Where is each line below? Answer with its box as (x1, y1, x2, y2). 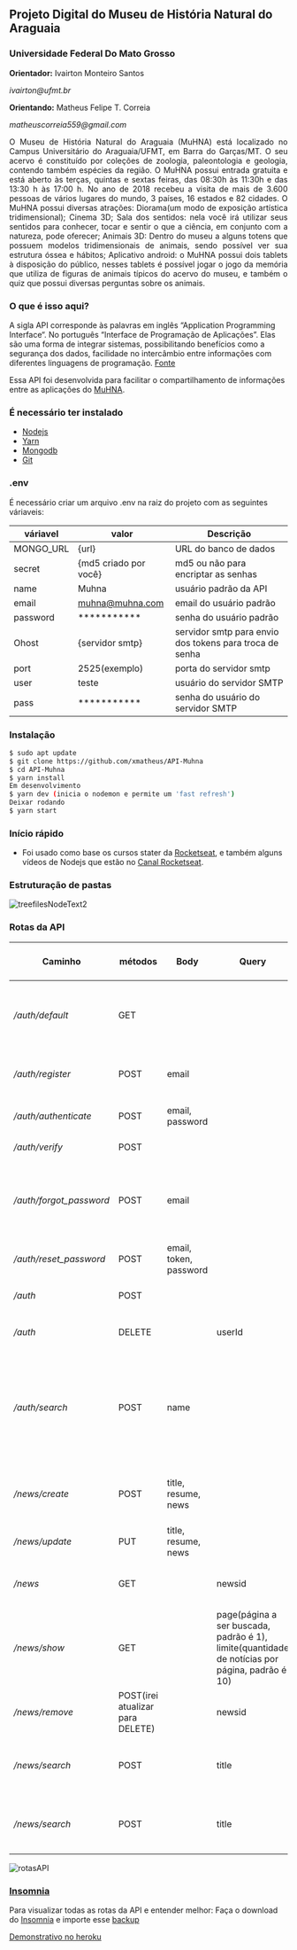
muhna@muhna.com (78, 597, 164, 609)
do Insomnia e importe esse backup (9, 1915, 140, 1925)
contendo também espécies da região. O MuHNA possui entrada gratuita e (9, 164, 288, 175)
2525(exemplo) (78, 662, 144, 675)
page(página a (216, 1608, 277, 1620)
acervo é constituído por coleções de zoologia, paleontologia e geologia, (9, 155, 288, 166)
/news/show (13, 1642, 65, 1654)
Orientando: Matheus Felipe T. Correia (9, 102, 151, 113)
